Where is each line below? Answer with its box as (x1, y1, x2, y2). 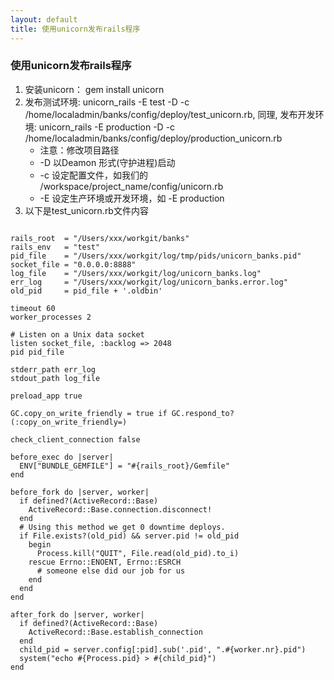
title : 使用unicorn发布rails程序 (10, 24, 141, 34)
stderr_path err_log (10, 364, 97, 375)
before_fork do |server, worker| (10, 487, 150, 497)
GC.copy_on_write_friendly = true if (10, 408, 168, 418)
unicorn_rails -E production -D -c (38, 121, 176, 133)
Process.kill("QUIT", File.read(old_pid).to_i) (36, 548, 240, 558)
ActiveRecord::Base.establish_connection (28, 627, 203, 637)
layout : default (10, 14, 78, 25)
